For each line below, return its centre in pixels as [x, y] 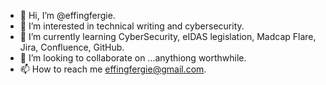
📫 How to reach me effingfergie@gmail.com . [113, 69]
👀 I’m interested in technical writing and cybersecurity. [132, 26]
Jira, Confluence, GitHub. [72, 47]
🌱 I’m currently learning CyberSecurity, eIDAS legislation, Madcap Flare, [168, 36]
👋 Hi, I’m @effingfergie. [67, 15]
